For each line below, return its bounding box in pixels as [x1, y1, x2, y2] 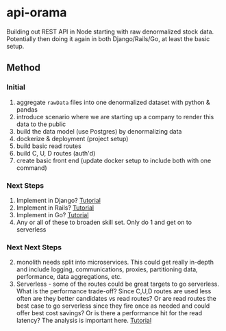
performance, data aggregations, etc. [16, 273, 123, 281]
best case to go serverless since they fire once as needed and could [16, 302, 210, 310]
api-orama [6, 5, 67, 21]
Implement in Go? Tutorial [16, 210, 89, 219]
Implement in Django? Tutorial [16, 196, 101, 204]
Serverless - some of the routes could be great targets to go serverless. [16, 280, 220, 289]
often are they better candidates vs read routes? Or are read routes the [16, 295, 216, 303]
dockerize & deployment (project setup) [16, 134, 129, 143]
